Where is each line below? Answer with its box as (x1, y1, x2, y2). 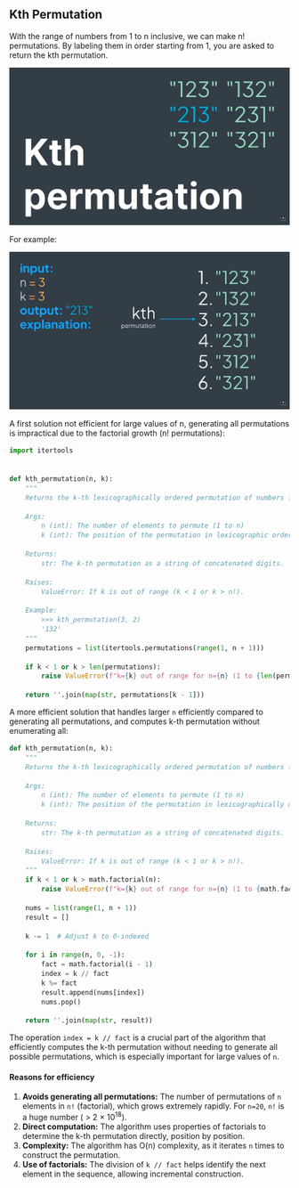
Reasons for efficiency (9, 1071, 95, 1082)
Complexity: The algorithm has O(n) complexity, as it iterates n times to (21, 1140, 285, 1151)
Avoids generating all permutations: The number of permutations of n (21, 1091, 282, 1103)
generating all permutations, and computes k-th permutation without (9, 716, 261, 727)
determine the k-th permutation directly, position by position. (21, 1131, 246, 1142)
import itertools (9, 446, 74, 455)
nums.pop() (41, 997, 82, 1006)
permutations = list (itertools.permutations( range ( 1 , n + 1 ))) (25, 643, 265, 653)
